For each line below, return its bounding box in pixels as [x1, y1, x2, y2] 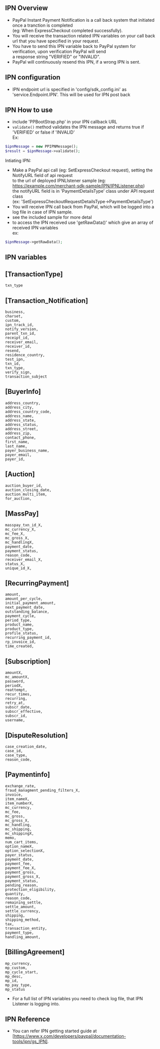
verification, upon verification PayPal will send [12, 48, 106, 54]
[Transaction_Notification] [5, 296, 89, 305]
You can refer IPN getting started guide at [12, 1028, 97, 1034]
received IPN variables [12, 225, 58, 231]
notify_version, [5, 327, 38, 332]
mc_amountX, [5, 675, 30, 680]
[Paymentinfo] [5, 770, 50, 779]
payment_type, [5, 930, 34, 935]
